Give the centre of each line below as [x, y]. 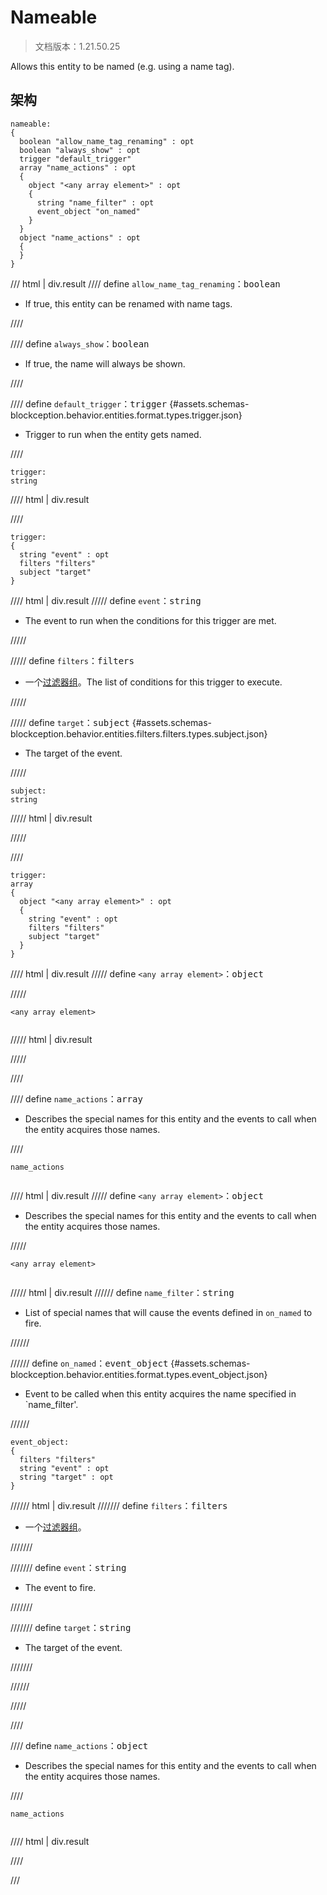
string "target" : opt [66, 1477]
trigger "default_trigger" [75, 159]
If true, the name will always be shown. [105, 363]
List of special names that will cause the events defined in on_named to [168, 1312]
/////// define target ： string [71, 1627]
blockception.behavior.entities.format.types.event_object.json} [139, 1374]
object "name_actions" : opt [80, 237]
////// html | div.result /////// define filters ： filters [119, 1505]
